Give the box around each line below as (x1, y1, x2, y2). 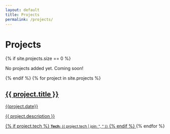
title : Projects (5, 12, 40, 17)
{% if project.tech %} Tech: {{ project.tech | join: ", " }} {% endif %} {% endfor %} (5, 123, 165, 129)
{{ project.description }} (5, 113, 55, 119)
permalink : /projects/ (5, 17, 53, 22)
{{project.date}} (5, 104, 38, 110)
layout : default (5, 7, 40, 13)
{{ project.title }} (5, 90, 59, 98)
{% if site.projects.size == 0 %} (5, 55, 71, 61)
